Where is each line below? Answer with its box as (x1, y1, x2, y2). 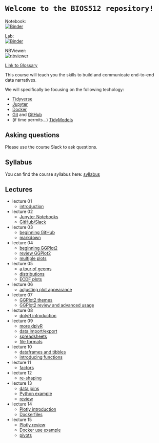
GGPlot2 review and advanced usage (19, 303, 94, 308)
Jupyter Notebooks (19, 214, 59, 220)
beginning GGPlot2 (19, 245, 58, 251)
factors (19, 365, 34, 371)
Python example (19, 391, 52, 396)
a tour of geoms (19, 266, 52, 272)
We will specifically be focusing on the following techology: (5, 86, 124, 92)
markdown (19, 234, 41, 241)
